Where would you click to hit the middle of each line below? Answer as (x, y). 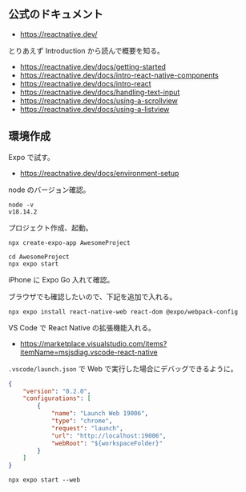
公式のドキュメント (56, 14)
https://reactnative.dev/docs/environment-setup (99, 173)
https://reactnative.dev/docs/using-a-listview (95, 109)
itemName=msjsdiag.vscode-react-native (89, 352)
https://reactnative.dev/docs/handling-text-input (100, 92)
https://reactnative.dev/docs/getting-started (93, 66)
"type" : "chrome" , (82, 421)
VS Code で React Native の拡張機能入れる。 (82, 327)
